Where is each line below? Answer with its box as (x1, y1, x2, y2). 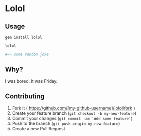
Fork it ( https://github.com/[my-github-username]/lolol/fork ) (12, 105, 135, 111)
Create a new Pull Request (12, 125, 66, 131)
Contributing (5, 92, 45, 101)
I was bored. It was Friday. (5, 78, 58, 84)
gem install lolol (5, 35, 42, 40)
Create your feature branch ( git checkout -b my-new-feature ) (12, 110, 137, 116)
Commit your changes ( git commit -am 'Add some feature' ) (12, 115, 133, 121)
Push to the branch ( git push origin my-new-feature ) (12, 121, 120, 126)
